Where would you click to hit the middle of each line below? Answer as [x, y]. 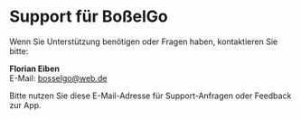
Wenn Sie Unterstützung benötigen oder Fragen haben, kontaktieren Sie [144, 41]
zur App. [26, 105]
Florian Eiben [35, 69]
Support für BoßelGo [89, 17]
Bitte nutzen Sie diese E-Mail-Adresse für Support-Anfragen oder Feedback [150, 96]
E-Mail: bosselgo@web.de [58, 78]
